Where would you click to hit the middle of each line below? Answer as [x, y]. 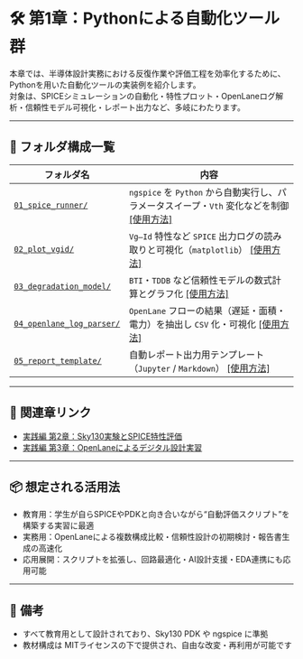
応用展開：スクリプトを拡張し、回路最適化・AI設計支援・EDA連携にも [152, 560]
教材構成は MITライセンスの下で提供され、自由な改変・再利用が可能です [157, 645]
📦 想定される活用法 [65, 487]
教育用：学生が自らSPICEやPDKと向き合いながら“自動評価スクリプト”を [156, 515]
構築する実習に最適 [58, 525]
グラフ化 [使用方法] [188, 293]
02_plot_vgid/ [44, 249]
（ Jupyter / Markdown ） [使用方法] [200, 368]
